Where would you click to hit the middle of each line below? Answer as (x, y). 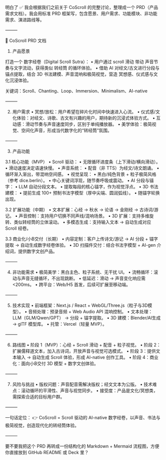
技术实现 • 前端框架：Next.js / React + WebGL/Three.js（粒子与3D (80, 305)
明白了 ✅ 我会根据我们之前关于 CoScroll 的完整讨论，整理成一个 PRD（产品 (82, 7)
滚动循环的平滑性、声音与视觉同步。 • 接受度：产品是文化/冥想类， (89, 390)
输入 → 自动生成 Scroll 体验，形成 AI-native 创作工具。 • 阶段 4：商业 (87, 357)
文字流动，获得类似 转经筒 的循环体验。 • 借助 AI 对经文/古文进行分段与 (86, 68)
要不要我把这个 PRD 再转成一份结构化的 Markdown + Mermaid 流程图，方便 (82, 446)
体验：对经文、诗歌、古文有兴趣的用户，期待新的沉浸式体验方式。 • (86, 118)
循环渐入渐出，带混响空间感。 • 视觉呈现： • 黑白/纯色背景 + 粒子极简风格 (81, 174)
